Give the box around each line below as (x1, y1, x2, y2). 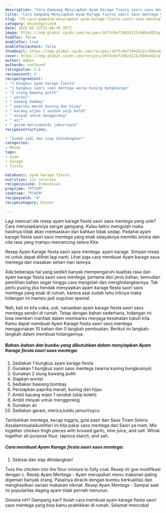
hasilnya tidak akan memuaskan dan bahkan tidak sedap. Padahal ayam (5, 228, 151, 234)
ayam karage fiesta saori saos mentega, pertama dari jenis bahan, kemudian (5, 274, 161, 280)
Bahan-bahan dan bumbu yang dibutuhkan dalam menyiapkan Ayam (5, 342, 152, 348)
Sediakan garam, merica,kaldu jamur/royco (12, 407, 100, 413)
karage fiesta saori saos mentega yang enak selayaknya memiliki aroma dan (5, 234, 160, 240)
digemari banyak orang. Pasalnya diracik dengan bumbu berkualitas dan (5, 476, 152, 483)
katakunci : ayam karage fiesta (5, 172, 70, 177)
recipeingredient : (5, 76, 43, 81)
